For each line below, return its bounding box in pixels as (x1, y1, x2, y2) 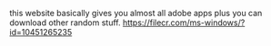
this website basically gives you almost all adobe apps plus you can (9, 8, 263, 18)
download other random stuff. (9, 17, 121, 28)
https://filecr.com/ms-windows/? (122, 17, 246, 28)
